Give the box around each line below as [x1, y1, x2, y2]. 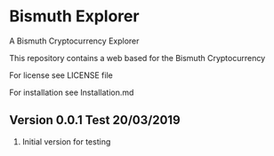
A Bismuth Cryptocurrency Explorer [9, 35, 140, 46]
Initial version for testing [21, 136, 111, 147]
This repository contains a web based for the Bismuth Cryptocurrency [9, 52, 266, 63]
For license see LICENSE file [9, 69, 113, 81]
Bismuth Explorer [9, 6, 140, 27]
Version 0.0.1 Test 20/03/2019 [9, 113, 181, 128]
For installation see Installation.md [9, 87, 134, 97]
